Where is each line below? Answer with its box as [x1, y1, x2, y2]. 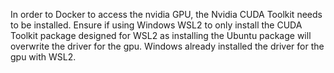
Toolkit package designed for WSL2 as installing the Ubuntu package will [10, 30, 312, 41]
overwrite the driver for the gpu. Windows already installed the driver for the [10, 40, 325, 52]
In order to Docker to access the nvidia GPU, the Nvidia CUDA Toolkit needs [10, 9, 323, 20]
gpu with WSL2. [10, 51, 77, 63]
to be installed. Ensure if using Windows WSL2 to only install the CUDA [10, 19, 303, 31]
